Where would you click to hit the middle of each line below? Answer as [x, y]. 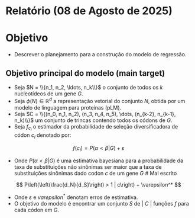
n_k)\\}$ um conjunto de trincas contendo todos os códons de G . [93, 120]
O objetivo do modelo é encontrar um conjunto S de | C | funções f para [102, 203]
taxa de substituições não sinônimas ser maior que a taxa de [88, 167]
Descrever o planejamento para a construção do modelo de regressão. [100, 54]
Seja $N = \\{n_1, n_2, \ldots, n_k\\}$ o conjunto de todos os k [88, 87]
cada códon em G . [37, 210]
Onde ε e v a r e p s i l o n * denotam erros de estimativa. [76, 197]
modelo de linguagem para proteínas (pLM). [68, 107]
